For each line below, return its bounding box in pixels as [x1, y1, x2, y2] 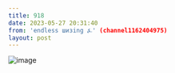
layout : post [8, 33, 52, 42]
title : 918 [8, 11, 45, 20]
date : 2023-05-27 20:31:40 [8, 19, 98, 27]
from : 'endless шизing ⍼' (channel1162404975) [8, 26, 168, 34]
